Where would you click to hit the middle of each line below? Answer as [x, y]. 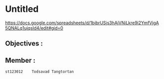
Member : [20, 60]
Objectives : [24, 44]
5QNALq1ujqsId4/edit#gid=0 [34, 28]
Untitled [22, 9]
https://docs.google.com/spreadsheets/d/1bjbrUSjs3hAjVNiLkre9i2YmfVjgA [82, 23]
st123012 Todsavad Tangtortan [40, 72]
